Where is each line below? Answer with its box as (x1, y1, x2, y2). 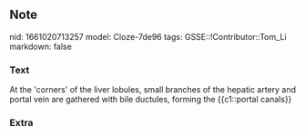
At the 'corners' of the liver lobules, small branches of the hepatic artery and (9, 84, 297, 95)
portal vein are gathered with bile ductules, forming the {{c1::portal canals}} (9, 94, 292, 105)
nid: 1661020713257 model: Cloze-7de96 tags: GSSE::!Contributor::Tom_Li (9, 31, 287, 42)
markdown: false (9, 41, 73, 52)
